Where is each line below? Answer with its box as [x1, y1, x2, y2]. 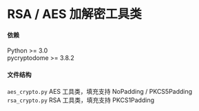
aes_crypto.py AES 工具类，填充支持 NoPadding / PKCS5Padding [7, 87, 193, 95]
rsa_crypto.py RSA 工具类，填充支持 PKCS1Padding [7, 96, 155, 104]
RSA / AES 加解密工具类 [7, 6, 143, 22]
